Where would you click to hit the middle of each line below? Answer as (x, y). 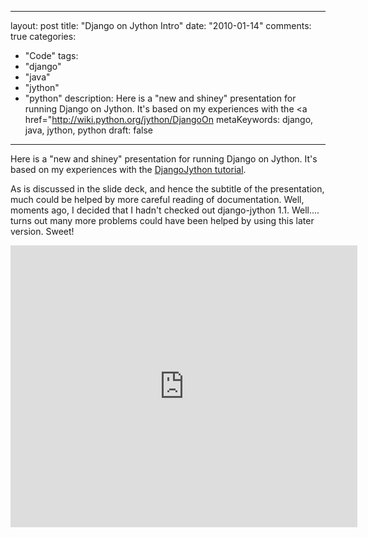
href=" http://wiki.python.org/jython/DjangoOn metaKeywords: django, (169, 119)
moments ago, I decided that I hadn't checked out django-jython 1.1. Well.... (165, 210)
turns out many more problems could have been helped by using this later (162, 220)
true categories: (43, 36)
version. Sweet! (42, 231)
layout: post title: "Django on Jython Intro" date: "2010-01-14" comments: (161, 25)
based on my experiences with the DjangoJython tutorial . (128, 169)
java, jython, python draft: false (88, 130)
